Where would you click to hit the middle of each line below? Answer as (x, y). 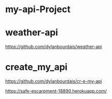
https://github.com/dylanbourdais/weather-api (54, 47)
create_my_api (36, 67)
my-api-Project (38, 9)
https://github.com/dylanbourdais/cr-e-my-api (54, 81)
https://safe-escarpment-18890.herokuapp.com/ (56, 91)
